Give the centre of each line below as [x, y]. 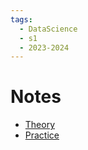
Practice [42, 135]
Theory [40, 125]
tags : [21, 19]
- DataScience [48, 29]
